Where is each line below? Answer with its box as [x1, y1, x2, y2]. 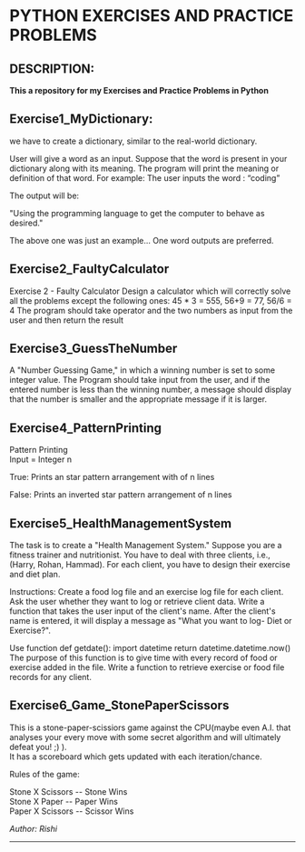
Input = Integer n [9, 454, 73, 465]
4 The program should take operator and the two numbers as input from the [9, 305, 293, 316]
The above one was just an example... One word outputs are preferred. [9, 235, 274, 246]
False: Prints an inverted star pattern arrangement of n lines [9, 489, 232, 500]
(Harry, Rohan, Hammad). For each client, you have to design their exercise [9, 559, 290, 570]
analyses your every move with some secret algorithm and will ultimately [9, 731, 281, 742]
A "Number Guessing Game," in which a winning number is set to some [9, 365, 275, 376]
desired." [9, 217, 44, 228]
